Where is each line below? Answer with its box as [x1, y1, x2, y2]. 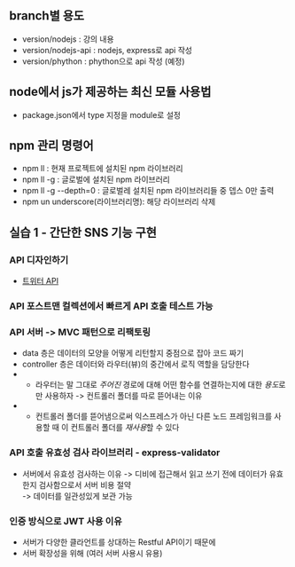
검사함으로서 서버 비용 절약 [38, 479, 131, 490]
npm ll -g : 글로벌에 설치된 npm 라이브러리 [21, 174, 170, 185]
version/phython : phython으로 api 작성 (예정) [21, 56, 185, 67]
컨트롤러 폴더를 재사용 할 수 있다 [70, 422, 180, 433]
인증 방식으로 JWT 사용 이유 [9, 515, 122, 527]
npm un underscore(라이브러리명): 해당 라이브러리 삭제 [21, 196, 216, 207]
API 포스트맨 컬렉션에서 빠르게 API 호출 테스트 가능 [9, 300, 213, 312]
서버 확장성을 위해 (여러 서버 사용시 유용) [21, 547, 163, 558]
